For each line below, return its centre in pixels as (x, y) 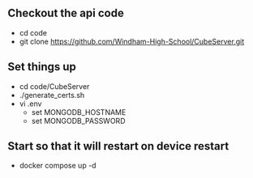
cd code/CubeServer (54, 86)
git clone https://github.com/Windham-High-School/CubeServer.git (132, 41)
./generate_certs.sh (52, 95)
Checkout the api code (66, 13)
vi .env (30, 104)
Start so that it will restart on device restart (118, 146)
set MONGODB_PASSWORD (78, 121)
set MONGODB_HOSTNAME (79, 112)
